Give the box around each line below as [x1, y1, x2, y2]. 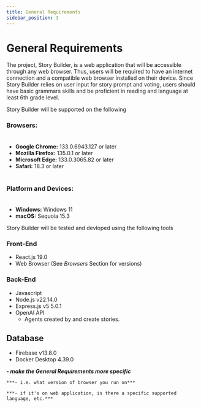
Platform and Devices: [6, 184, 74, 193]
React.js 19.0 [15, 253, 48, 261]
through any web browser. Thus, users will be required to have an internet [6, 68, 193, 75]
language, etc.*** [6, 396, 53, 402]
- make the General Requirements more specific [6, 368, 131, 375]
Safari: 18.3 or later [15, 162, 64, 169]
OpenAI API [15, 309, 45, 316]
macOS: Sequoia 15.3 [15, 212, 70, 220]
